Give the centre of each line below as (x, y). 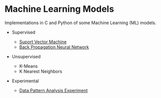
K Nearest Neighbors (41, 71)
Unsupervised (26, 56)
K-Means (28, 66)
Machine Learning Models (59, 9)
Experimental (25, 81)
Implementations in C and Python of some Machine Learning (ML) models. (80, 23)
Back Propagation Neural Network (54, 47)
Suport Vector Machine (43, 42)
